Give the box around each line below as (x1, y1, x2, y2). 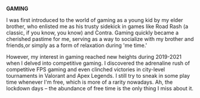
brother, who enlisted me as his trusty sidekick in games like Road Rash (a (6, 23, 189, 30)
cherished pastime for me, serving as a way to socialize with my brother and (6, 36, 194, 42)
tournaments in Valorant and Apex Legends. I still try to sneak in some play (6, 72, 190, 79)
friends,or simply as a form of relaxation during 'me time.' (6, 42, 147, 49)
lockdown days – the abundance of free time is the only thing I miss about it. (6, 85, 194, 91)
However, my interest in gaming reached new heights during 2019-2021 (6, 53, 182, 60)
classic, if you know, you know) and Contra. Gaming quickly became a (6, 29, 179, 36)
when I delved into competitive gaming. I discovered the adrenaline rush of (6, 59, 190, 67)
